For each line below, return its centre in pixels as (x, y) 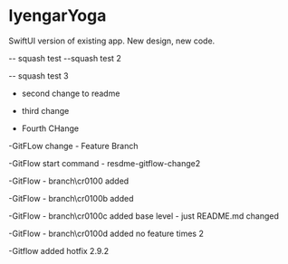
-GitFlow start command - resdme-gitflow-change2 (105, 163)
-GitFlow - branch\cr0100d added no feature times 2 (106, 233)
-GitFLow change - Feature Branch (73, 146)
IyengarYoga (58, 16)
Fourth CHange (50, 128)
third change (45, 110)
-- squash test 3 (38, 75)
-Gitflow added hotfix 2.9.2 (59, 250)
